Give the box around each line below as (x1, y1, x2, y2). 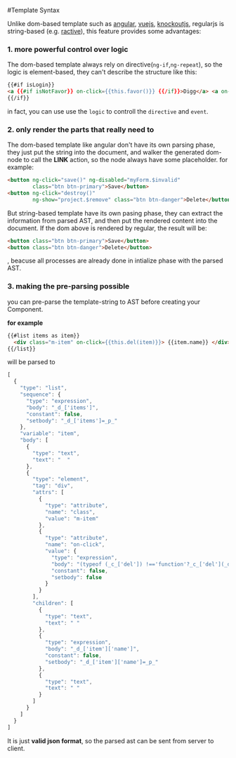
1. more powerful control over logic (7, 44, 129, 54)
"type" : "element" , (32, 476, 90, 483)
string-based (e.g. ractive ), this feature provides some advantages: (7, 27, 202, 35)
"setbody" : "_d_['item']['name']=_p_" (44, 658, 159, 665)
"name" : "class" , (44, 508, 96, 515)
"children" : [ (32, 600, 74, 607)
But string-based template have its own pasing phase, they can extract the (7, 208, 223, 217)
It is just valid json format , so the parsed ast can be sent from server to (7, 736, 214, 745)
